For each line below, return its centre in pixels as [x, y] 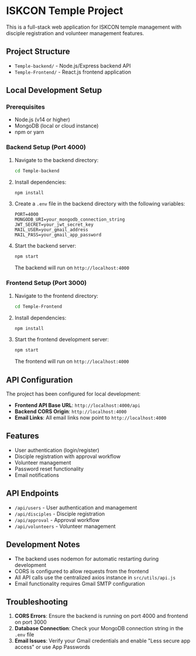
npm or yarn [29, 132]
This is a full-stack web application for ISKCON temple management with [94, 27]
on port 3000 [30, 622]
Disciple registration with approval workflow [68, 456]
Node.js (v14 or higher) [42, 120]
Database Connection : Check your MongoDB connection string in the [99, 628]
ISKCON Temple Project [65, 11]
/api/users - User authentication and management [76, 507]
